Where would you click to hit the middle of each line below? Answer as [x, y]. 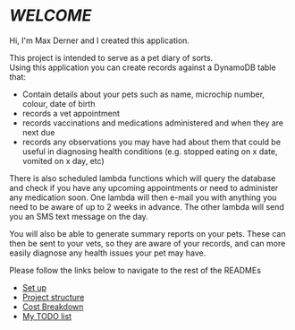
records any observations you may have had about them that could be [152, 142]
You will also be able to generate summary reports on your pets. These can [147, 233]
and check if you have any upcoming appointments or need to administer [144, 187]
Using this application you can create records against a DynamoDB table [143, 67]
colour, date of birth [59, 103]
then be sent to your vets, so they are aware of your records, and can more [147, 243]
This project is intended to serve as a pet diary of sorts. [111, 57]
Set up [34, 287]
